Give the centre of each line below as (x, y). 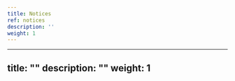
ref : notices (26, 20)
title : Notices (29, 14)
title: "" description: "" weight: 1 (79, 68)
